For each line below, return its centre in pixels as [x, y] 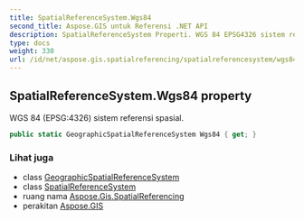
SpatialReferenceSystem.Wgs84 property [131, 96]
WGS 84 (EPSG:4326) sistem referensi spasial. [97, 117]
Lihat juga [32, 157]
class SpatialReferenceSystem [79, 187]
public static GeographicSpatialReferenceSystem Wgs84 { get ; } [133, 134]
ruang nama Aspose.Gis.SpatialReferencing [103, 196]
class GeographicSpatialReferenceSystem [101, 177]
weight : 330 [32, 51]
